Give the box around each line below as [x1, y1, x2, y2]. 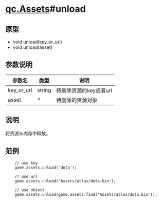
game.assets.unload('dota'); [14, 165, 77, 170]
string [37, 86, 51, 94]
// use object [14, 188, 45, 193]
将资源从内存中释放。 [5, 130, 50, 136]
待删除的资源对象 [56, 96, 98, 103]
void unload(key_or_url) [12, 39, 63, 45]
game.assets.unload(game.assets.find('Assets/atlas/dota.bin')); [14, 192, 158, 197]
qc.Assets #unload [5, 3, 86, 15]
